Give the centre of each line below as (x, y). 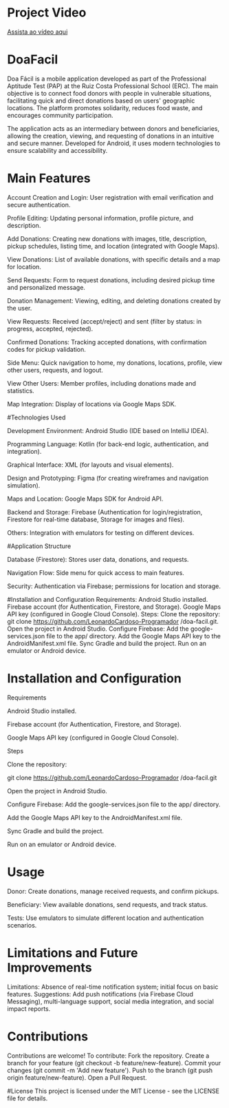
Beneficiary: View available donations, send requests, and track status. (108, 904)
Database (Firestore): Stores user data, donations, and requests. (98, 559)
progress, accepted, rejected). (50, 328)
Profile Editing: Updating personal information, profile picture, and (100, 218)
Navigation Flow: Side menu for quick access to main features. (96, 572)
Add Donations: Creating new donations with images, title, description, (107, 238)
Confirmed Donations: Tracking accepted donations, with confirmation (107, 342)
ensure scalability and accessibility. (57, 150)
